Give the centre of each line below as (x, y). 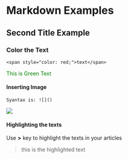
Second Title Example (48, 33)
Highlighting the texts (34, 125)
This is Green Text (29, 73)
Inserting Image (27, 87)
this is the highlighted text (53, 150)
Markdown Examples (60, 11)
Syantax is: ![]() (29, 100)
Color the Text (27, 50)
